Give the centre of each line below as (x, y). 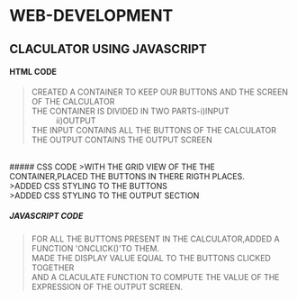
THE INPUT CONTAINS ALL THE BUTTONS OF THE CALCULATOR (154, 130)
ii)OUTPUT (76, 120)
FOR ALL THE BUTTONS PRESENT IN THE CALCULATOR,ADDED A (156, 239)
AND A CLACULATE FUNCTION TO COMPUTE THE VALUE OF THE (156, 277)
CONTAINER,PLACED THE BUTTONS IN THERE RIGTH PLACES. (127, 176)
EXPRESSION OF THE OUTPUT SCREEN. (107, 286)
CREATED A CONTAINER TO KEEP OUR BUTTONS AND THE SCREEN (160, 92)
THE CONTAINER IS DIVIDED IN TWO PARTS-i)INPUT (130, 111)
